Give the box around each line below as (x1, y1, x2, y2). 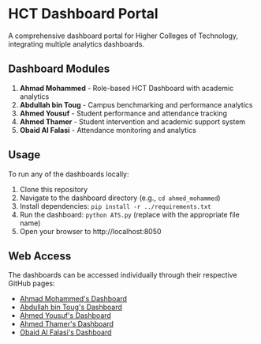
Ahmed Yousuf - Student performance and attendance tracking (19, 108, 227, 118)
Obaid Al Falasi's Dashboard (19, 327, 112, 337)
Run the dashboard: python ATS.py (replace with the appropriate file (19, 210, 240, 219)
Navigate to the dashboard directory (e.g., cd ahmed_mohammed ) (19, 193, 221, 202)
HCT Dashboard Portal (8, 5, 159, 23)
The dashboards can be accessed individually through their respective (8, 270, 238, 280)
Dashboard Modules (8, 62, 110, 76)
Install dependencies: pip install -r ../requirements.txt (19, 201, 211, 210)
